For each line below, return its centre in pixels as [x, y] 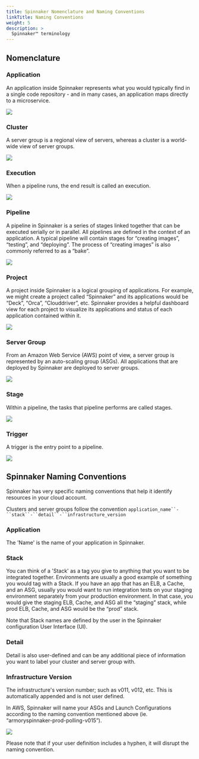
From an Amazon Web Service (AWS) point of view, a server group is [90, 355]
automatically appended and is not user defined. [65, 696]
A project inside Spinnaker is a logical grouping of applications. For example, [100, 290]
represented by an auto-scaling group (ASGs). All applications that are [92, 361]
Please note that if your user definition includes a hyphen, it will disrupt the [97, 743]
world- [179, 140]
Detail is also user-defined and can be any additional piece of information [96, 655]
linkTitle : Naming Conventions [45, 17]
